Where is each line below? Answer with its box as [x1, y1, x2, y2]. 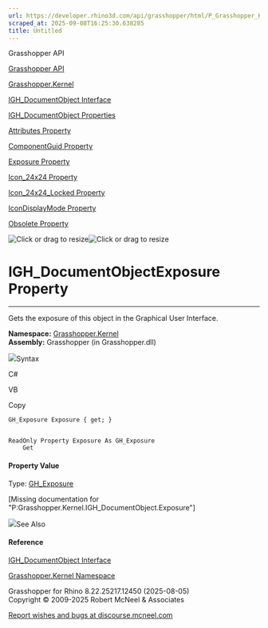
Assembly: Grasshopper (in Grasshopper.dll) [8, 338, 157, 347]
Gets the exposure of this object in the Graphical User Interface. [8, 314, 219, 323]
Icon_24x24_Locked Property [8, 188, 105, 198]
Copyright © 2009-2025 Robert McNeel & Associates [8, 594, 185, 604]
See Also [16, 519, 46, 529]
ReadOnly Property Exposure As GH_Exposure [8, 437, 156, 445]
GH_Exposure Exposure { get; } [8, 416, 112, 424]
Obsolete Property [8, 219, 69, 229]
